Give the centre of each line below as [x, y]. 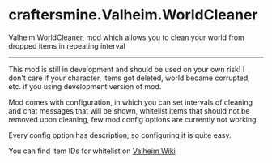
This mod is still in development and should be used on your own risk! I [127, 69]
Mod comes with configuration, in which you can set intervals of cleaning [131, 102]
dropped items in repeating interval [67, 45]
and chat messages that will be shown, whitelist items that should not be [129, 110]
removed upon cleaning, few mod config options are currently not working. [134, 119]
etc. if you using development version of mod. [85, 86]
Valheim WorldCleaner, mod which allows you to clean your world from [126, 37]
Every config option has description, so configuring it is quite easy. [120, 135]
